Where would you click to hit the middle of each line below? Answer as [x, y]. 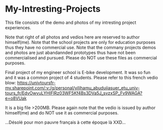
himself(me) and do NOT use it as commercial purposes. [62, 112]
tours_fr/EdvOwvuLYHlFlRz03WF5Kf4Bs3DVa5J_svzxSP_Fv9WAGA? [74, 93]
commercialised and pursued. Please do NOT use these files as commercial [81, 57]
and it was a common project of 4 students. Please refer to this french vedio [81, 77]
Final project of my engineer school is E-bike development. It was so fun [78, 72]
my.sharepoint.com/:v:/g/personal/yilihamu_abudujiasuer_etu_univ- [72, 88]
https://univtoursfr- [36, 83]
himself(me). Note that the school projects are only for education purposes [80, 42]
